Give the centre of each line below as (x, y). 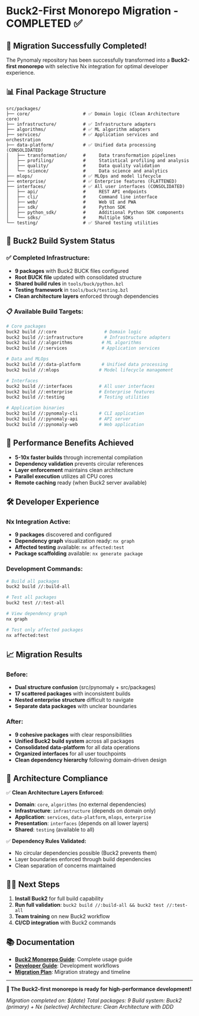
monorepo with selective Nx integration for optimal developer (93, 66)
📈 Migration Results (44, 654)
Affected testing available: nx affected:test (69, 547)
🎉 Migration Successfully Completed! (76, 46)
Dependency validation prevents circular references (79, 463)
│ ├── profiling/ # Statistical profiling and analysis (98, 160)
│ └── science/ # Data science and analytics (87, 171)
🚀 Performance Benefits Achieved (70, 443)
